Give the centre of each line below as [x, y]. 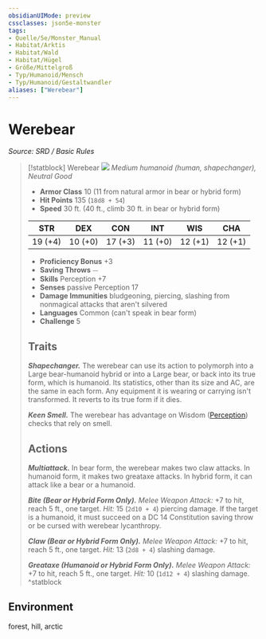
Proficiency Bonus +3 [76, 262]
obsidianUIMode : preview [49, 16]
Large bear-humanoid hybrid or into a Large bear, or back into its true [142, 374]
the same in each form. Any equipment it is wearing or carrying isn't [139, 391]
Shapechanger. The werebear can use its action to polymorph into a [141, 366]
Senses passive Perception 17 [89, 287]
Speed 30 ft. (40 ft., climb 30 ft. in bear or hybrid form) [130, 209]
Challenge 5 [60, 321]
